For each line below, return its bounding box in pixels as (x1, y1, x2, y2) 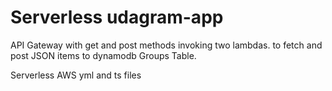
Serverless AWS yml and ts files (10, 69, 142, 81)
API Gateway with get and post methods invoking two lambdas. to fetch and (10, 39, 323, 51)
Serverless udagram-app (10, 6, 224, 29)
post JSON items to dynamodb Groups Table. (10, 49, 197, 61)
